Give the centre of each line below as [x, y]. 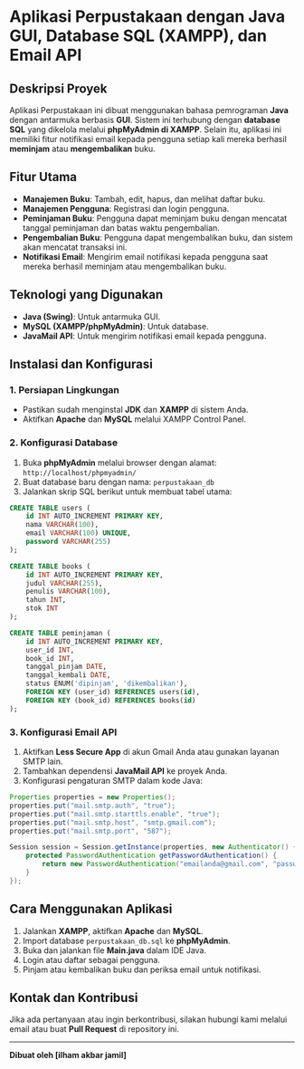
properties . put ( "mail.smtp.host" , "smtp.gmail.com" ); [113, 822]
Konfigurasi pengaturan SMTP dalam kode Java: [113, 781]
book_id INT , [50, 658]
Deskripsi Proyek [58, 88]
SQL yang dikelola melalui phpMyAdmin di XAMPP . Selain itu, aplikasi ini [146, 129]
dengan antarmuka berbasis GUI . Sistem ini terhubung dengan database [145, 120]
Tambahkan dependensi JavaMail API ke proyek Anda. [125, 771]
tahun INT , [46, 600]
